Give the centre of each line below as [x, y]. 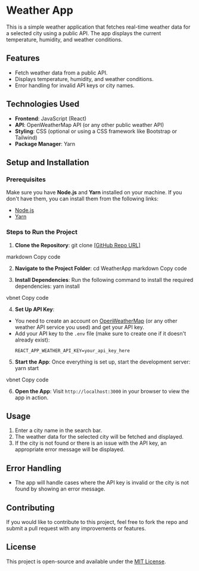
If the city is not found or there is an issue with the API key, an [91, 443]
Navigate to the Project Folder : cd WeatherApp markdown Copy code [101, 268]
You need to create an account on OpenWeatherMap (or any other [96, 321]
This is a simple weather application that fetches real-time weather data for [98, 27]
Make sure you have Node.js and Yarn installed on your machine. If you [94, 193]
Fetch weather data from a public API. [61, 73]
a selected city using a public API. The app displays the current [84, 33]
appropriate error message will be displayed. [70, 449]
